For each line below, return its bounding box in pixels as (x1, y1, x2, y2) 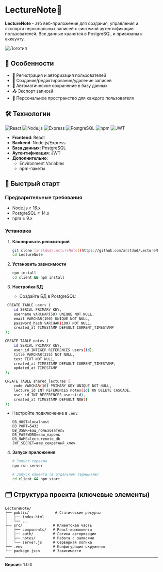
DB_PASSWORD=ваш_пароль (12, 432, 61, 437)
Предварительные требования (5, 194, 82, 201)
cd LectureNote (12, 252, 43, 257)
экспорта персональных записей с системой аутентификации (5, 25, 134, 31)
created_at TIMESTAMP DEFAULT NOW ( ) (14, 397, 88, 402)
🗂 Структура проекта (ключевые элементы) (5, 490, 150, 499)
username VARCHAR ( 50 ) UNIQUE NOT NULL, (14, 312, 95, 317)
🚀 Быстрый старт (5, 179, 60, 187)
